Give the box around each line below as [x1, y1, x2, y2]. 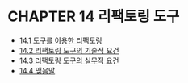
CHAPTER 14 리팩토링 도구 [7, 7, 180, 26]
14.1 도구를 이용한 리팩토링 [19, 35, 102, 45]
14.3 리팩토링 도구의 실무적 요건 [19, 56, 119, 65]
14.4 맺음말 [19, 65, 56, 75]
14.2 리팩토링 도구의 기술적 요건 [19, 45, 119, 55]
